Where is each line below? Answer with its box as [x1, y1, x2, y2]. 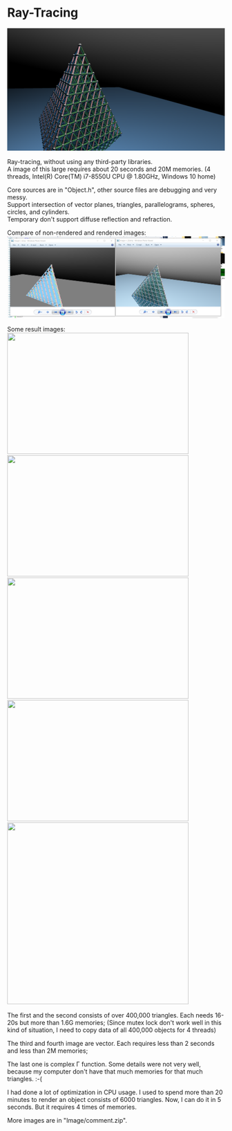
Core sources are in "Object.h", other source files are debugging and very [7, 186, 217, 194]
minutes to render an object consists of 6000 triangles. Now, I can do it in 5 [7, 1095, 222, 1103]
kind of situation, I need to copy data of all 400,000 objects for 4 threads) [7, 1026, 216, 1034]
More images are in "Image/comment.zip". [7, 1116, 128, 1124]
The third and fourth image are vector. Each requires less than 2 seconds [7, 1039, 215, 1047]
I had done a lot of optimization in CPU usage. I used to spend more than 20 [7, 1088, 223, 1096]
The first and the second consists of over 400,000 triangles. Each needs [7, 1011, 214, 1019]
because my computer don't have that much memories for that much [7, 1067, 204, 1076]
